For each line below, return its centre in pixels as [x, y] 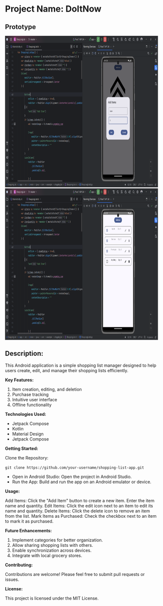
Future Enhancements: [29, 530]
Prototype [21, 27]
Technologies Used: [26, 414]
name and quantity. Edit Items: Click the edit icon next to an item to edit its [79, 506]
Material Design [28, 434]
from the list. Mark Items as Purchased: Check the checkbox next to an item [81, 516]
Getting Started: [22, 448]
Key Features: [19, 380]
